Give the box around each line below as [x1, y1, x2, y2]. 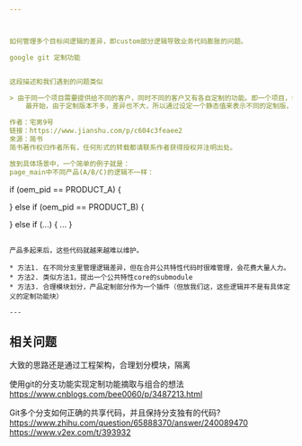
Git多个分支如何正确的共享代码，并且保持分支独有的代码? [9, 407, 221, 418]
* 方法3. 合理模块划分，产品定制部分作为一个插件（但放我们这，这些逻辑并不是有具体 [9, 282, 284, 291]
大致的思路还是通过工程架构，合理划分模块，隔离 [9, 360, 191, 370]
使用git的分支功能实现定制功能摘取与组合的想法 [9, 379, 184, 389]
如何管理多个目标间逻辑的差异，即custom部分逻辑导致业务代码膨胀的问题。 [9, 37, 248, 46]
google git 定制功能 [9, 53, 81, 62]
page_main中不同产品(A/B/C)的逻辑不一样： [9, 167, 155, 176]
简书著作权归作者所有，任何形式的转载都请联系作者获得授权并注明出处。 [9, 143, 237, 152]
